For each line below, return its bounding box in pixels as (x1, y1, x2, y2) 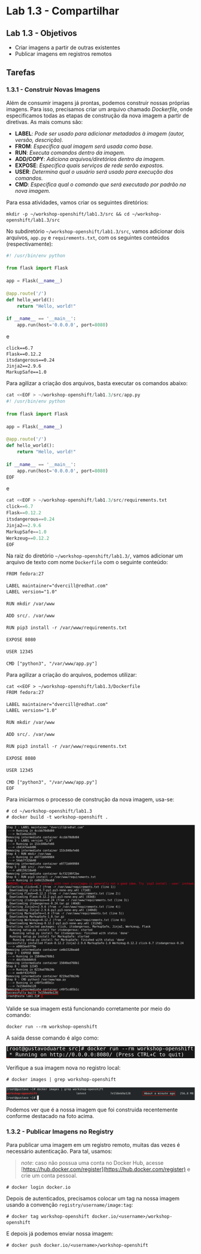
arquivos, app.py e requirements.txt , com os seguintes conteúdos (6, 234, 170, 241)
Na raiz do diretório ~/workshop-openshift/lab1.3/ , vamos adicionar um (6, 552, 184, 559)
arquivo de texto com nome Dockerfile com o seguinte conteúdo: (6, 559, 168, 566)
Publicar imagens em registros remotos (14, 50, 112, 57)
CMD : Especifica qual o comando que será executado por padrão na (14, 181, 187, 188)
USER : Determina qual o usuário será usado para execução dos (14, 168, 173, 175)
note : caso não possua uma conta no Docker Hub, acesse (20, 1159, 164, 1166)
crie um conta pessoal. (20, 1172, 78, 1179)
